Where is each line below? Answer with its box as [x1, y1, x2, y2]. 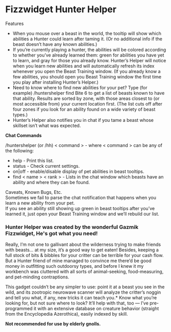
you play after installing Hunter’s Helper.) [12, 79, 99, 85]
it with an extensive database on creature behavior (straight [33, 305, 159, 312]
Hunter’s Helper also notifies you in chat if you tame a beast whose [12, 117, 154, 123]
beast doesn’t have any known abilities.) [12, 41, 97, 47]
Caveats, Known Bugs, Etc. [5, 189, 62, 195]
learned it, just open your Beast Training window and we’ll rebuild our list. [5, 211, 160, 217]
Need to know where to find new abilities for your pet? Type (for [12, 84, 148, 90]
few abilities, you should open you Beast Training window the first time [12, 73, 162, 80]
